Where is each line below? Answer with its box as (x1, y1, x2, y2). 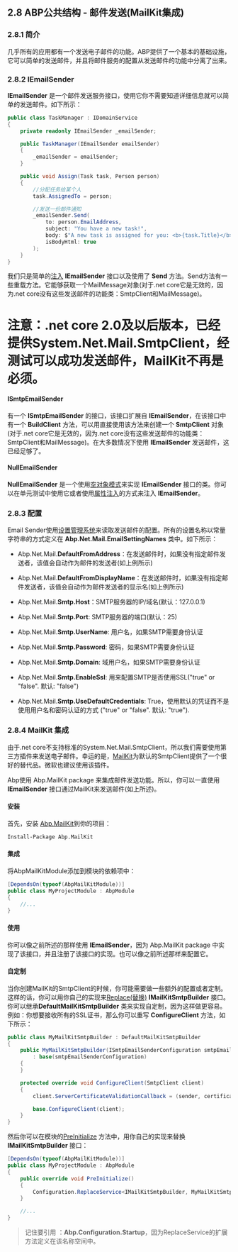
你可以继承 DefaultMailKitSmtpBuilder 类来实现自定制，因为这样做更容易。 (7, 1002, 227, 1010)
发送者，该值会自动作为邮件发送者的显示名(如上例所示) (23, 582, 184, 591)
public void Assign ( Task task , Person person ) (20, 173, 160, 180)
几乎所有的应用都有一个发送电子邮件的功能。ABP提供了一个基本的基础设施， (7, 47, 231, 55)
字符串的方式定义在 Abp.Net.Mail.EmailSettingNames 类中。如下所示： (7, 535, 218, 543)
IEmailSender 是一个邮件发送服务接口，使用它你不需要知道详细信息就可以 (7, 91, 223, 99)
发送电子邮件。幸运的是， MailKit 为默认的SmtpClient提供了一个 (38, 751, 221, 760)
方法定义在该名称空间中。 (24, 1237, 100, 1246)
